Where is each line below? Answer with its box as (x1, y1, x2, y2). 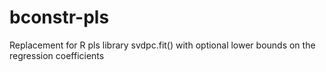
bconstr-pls (9, 6, 110, 29)
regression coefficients (9, 49, 105, 61)
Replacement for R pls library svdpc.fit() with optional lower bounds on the (9, 39, 316, 51)
